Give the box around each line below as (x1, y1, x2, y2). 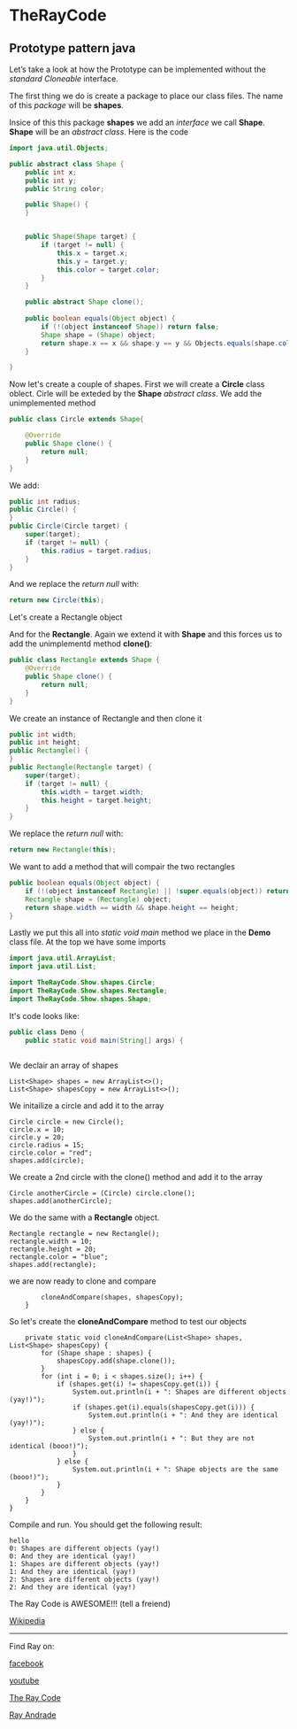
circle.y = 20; (9, 1133, 65, 1142)
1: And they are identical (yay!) (9, 1568, 137, 1577)
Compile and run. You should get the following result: (9, 1519, 203, 1530)
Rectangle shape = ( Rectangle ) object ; (25, 895, 172, 904)
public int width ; (9, 729, 77, 739)
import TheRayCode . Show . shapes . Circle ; (9, 978, 156, 987)
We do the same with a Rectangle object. (9, 1212, 160, 1223)
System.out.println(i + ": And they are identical (88, 1411, 278, 1420)
